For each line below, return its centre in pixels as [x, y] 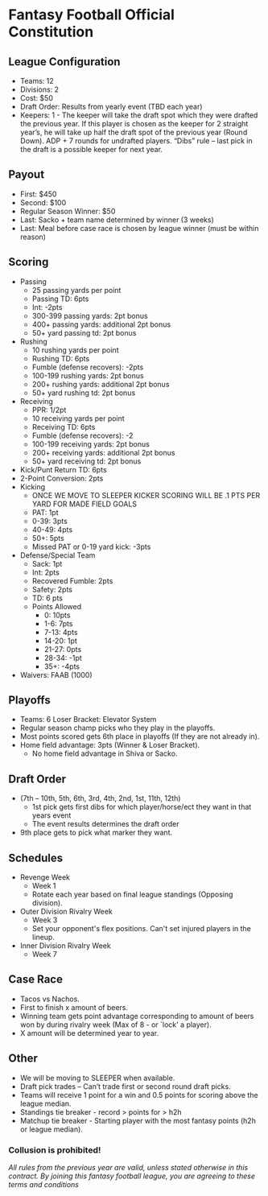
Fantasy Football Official [92, 15]
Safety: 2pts [52, 589]
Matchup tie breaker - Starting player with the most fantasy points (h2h [138, 1120]
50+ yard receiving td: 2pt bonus [87, 461]
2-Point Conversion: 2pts [62, 478]
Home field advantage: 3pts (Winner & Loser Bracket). [110, 745]
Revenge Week [45, 877]
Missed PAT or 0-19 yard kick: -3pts [91, 546]
